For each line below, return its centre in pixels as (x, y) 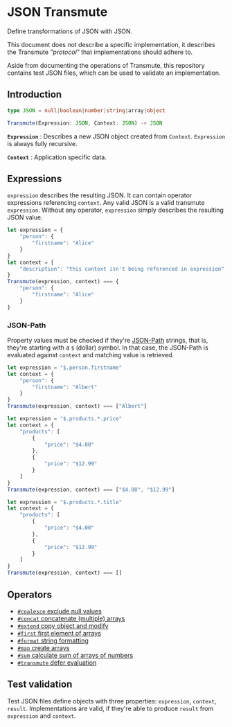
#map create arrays (43, 647)
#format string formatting (53, 640)
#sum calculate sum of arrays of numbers (75, 655)
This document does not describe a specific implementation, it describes (111, 44)
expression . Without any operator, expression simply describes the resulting (115, 210)
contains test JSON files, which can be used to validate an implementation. (114, 73)
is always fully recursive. (42, 143)
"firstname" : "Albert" (65, 387)
